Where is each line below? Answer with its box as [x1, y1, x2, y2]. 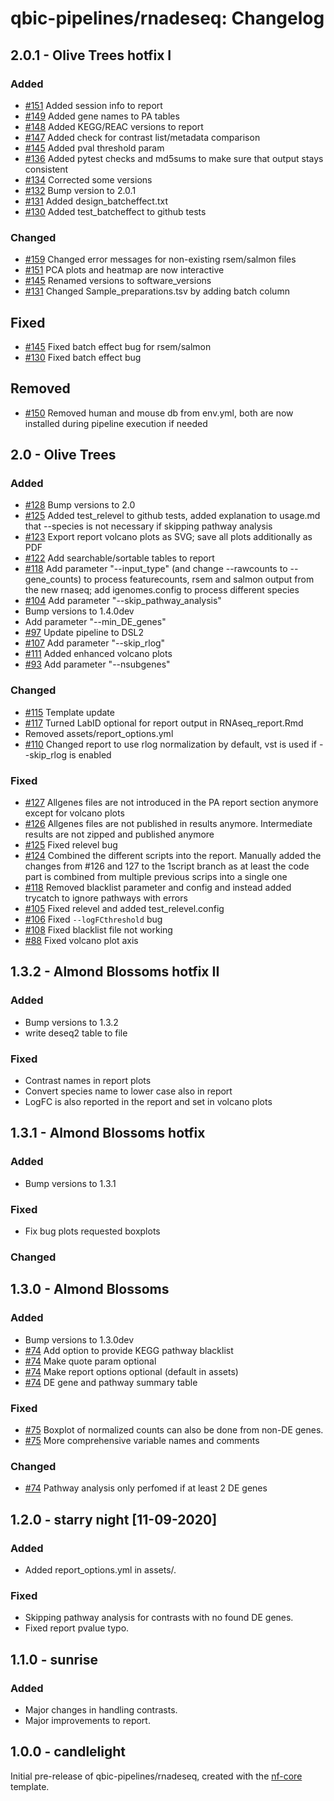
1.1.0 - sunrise [10, 1651, 99, 1668]
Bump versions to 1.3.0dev [24, 1333, 135, 1346]
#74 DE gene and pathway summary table [24, 1376, 198, 1388]
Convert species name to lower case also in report [24, 1085, 233, 1097]
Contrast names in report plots [24, 1075, 152, 1087]
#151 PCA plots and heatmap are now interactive [24, 264, 225, 276]
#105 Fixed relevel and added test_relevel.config [24, 903, 225, 915]
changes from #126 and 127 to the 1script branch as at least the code [24, 860, 310, 872]
